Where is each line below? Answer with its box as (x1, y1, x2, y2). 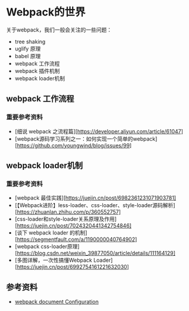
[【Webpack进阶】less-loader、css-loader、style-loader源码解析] (14, 202, 175, 209)
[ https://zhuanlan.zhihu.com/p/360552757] (14, 208, 121, 215)
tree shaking (14, 38, 46, 45)
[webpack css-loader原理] (14, 243, 80, 250)
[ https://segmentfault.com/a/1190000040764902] (14, 236, 137, 243)
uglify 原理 (14, 45, 41, 52)
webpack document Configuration (14, 298, 99, 306)
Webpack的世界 (6, 5, 86, 19)
